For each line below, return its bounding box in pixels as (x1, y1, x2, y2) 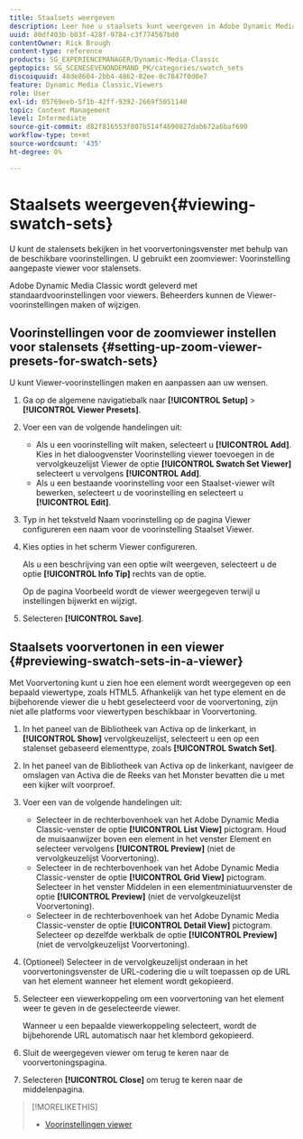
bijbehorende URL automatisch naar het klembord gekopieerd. (22, 1030, 254, 1041)
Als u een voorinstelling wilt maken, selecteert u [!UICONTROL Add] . (35, 440, 292, 450)
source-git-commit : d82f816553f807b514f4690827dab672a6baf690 (9, 123, 248, 132)
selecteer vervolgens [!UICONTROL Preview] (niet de (35, 843, 236, 854)
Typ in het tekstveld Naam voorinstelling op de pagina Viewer (22, 514, 251, 525)
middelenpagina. (22, 1084, 86, 1095)
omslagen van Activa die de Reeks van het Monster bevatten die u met (22, 770, 286, 781)
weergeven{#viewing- (84, 194, 256, 215)
